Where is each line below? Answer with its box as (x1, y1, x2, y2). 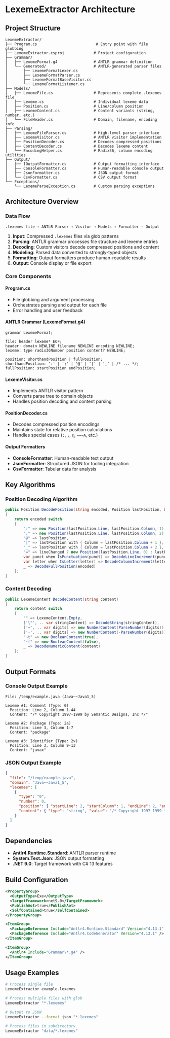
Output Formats (5, 667, 56, 676)
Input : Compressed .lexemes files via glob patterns (12, 233, 119, 239)
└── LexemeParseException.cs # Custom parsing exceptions (14, 184, 155, 189)
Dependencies (5, 836, 52, 845)
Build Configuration (5, 875, 68, 884)
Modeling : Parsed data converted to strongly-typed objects (12, 249, 138, 255)
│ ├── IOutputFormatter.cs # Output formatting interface (5, 161, 159, 166)
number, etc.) (5, 113, 35, 118)
